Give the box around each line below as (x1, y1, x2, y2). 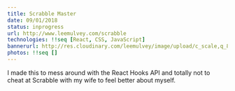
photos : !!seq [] (7, 50, 58, 57)
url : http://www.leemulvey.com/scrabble (7, 29, 127, 37)
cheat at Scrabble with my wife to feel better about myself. (7, 76, 176, 84)
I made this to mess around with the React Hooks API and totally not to (7, 68, 211, 77)
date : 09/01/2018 (7, 17, 58, 24)
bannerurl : (7, 43, 39, 50)
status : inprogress (7, 23, 64, 30)
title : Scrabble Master (7, 10, 77, 17)
